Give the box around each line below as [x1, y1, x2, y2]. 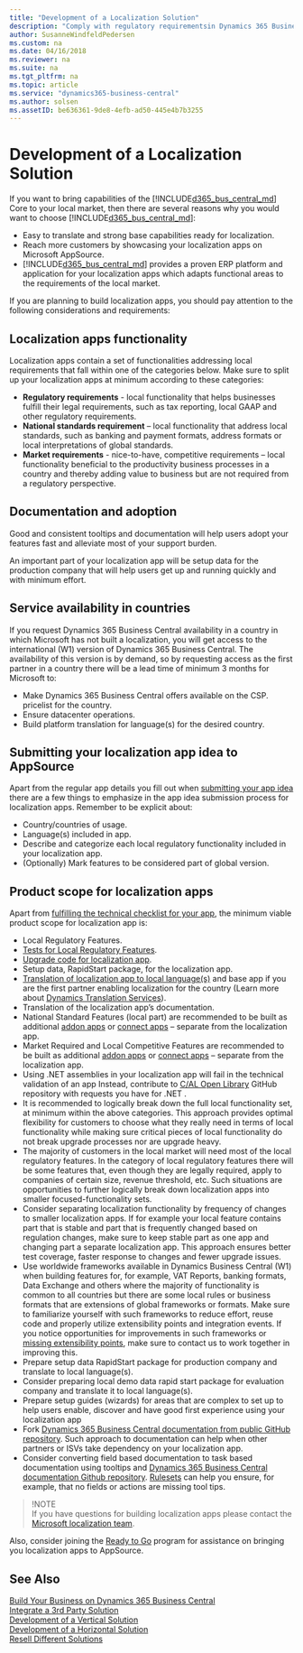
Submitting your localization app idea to [9, 745, 238, 761]
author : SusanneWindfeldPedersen [9, 30, 135, 39]
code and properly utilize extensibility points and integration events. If [22, 1318, 282, 1329]
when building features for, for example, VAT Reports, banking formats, [22, 1270, 287, 1281]
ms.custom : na [9, 38, 63, 48]
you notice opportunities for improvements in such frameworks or [22, 1328, 267, 1339]
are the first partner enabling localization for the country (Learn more [22, 983, 280, 993]
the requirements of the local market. [22, 278, 161, 289]
